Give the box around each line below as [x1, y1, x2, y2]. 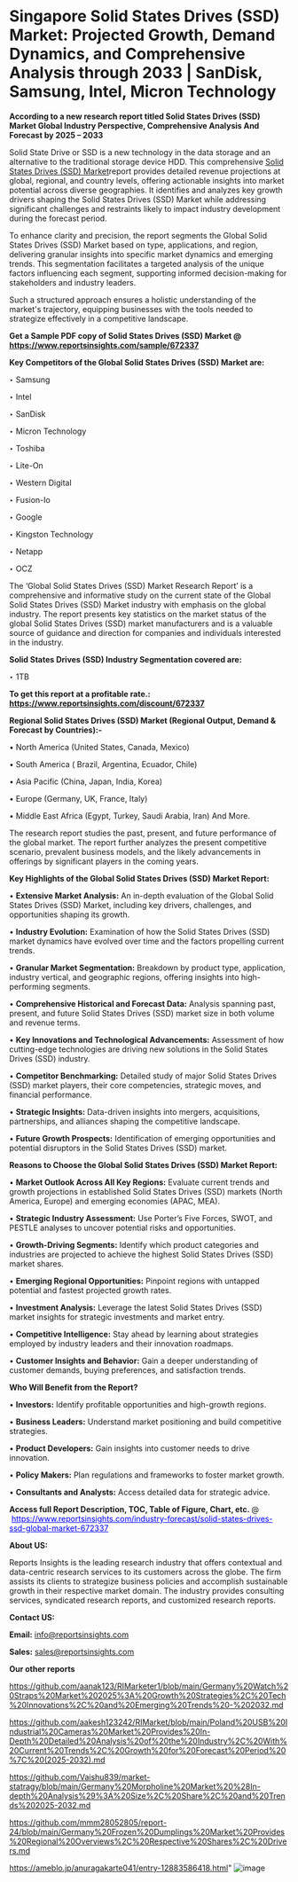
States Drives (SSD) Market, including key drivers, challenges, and [9, 899, 252, 910]
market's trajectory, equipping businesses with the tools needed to [9, 303, 254, 314]
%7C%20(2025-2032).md [9, 1754, 106, 1765]
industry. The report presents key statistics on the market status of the [9, 608, 267, 619]
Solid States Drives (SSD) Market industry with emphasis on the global [9, 599, 266, 609]
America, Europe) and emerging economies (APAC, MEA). [9, 1196, 220, 1206]
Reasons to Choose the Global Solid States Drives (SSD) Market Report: [9, 1159, 278, 1170]
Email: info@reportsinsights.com [9, 1629, 129, 1640]
